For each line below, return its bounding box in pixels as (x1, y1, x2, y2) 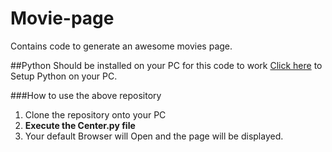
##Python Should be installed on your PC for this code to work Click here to (10, 59, 323, 71)
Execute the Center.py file (24, 119, 136, 131)
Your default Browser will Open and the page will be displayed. (24, 130, 284, 142)
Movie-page (10, 7, 115, 30)
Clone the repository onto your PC (24, 108, 167, 121)
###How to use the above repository (10, 89, 162, 101)
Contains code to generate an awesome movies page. (10, 40, 233, 52)
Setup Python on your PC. (10, 70, 118, 82)
